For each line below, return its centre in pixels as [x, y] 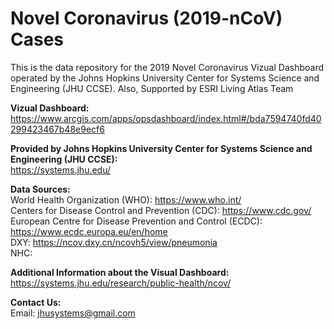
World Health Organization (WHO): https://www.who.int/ [126, 199]
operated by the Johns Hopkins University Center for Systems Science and [165, 78]
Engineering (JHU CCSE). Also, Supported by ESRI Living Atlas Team [152, 88]
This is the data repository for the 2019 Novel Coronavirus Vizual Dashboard [167, 67]
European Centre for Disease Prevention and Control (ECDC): [136, 221]
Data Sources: [40, 189]
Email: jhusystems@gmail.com [73, 313]
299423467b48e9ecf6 [57, 129]
